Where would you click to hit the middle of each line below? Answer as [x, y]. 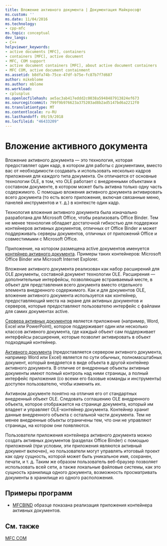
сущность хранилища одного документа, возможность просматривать [81, 472]
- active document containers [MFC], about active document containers [81, 65]
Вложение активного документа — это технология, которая [69, 160]
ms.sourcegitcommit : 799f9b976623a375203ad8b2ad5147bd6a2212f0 [72, 103]
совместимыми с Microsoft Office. [42, 238]
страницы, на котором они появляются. [48, 425]
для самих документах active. [37, 311]
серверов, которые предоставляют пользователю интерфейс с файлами [83, 306]
